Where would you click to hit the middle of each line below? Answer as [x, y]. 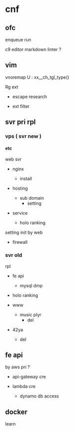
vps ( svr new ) [23, 136]
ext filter [21, 106]
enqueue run [18, 40]
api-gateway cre [29, 377]
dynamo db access [39, 396]
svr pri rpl [21, 122]
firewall [20, 242]
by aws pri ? [18, 367]
